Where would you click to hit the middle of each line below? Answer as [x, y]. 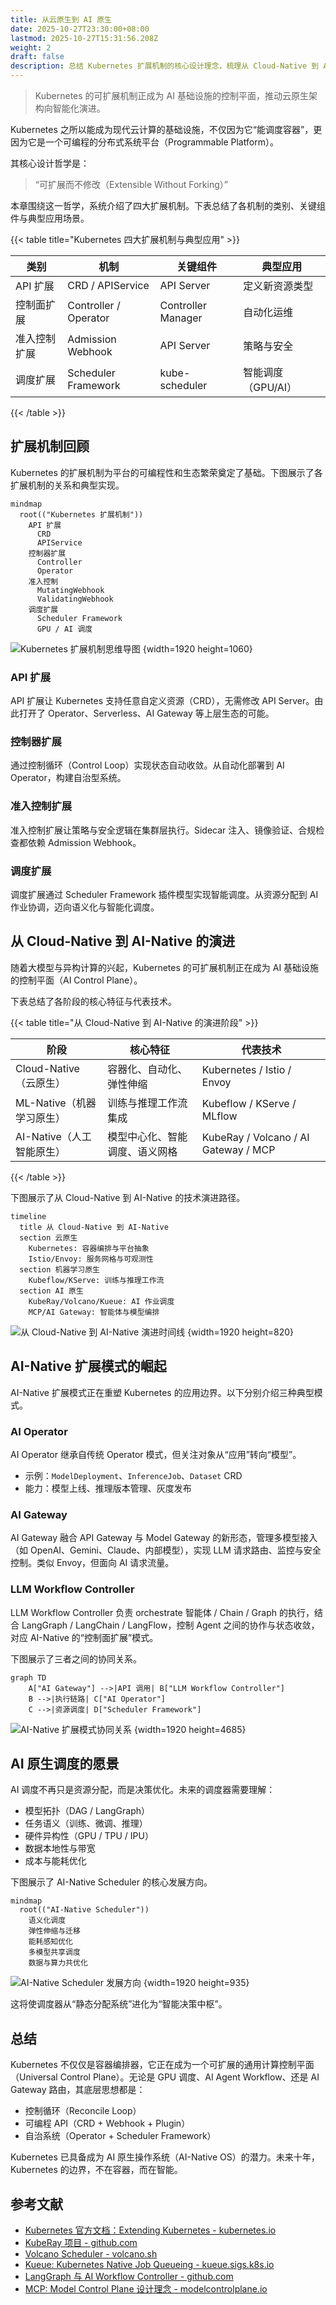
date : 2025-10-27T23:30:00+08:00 [80, 29]
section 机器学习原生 [59, 1269]
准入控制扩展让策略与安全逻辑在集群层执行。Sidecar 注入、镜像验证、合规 [163, 830]
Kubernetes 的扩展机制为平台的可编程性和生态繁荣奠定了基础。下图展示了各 [166, 472]
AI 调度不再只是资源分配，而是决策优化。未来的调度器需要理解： [143, 1790]
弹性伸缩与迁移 [54, 1931]
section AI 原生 [51, 1291]
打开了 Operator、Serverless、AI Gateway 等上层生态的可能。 [146, 713]
